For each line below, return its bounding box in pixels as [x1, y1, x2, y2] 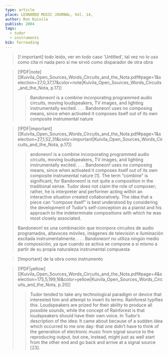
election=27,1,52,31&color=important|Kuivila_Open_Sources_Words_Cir [17, 136, 163, 142]
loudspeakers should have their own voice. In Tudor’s [30, 312, 140, 318]
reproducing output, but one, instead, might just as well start [30, 334, 155, 340]
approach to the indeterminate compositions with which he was [30, 210, 161, 216]
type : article [5, 7, 35, 13]
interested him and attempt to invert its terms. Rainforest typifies [30, 296, 163, 302]
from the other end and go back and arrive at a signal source [30, 339, 156, 345]
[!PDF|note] [17, 69, 42, 75]
